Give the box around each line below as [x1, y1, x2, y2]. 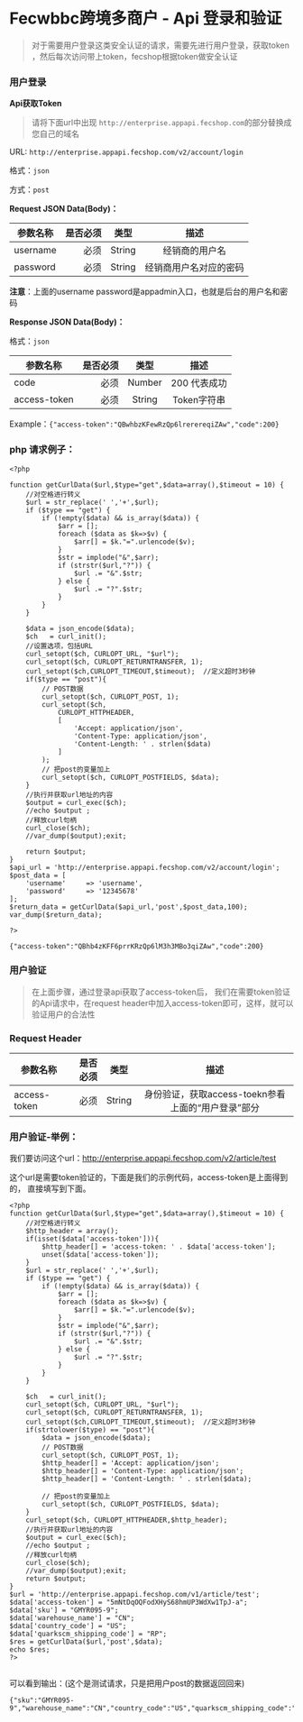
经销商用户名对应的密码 [144, 261, 245, 274]
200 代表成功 [170, 377, 227, 389]
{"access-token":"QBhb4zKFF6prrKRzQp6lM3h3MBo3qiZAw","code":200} [9, 941, 264, 951]
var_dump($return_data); [9, 910, 103, 920]
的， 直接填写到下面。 [9, 1183, 91, 1195]
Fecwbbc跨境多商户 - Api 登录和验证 [9, 8, 282, 29]
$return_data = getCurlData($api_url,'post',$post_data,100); [9, 902, 248, 911]
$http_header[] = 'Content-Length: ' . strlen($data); [41, 1475, 252, 1484]
